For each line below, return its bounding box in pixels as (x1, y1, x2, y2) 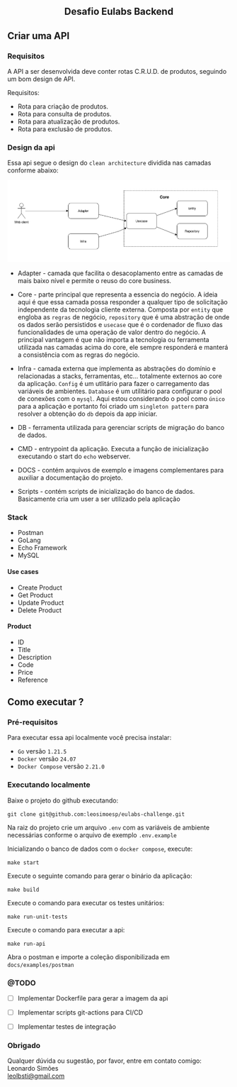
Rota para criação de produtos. (17, 102, 108, 111)
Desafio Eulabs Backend (64, 6, 174, 18)
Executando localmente (7, 780, 91, 790)
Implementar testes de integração (17, 1022, 117, 1031)
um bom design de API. (7, 75, 76, 84)
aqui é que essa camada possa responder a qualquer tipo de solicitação (17, 298, 228, 306)
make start (7, 859, 40, 866)
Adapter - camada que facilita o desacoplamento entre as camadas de (17, 269, 224, 277)
